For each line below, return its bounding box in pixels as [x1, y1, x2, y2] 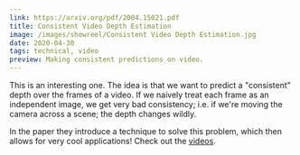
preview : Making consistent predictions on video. [9, 55, 204, 64]
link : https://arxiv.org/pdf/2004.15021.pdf [9, 13, 180, 23]
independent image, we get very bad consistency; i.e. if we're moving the [9, 99, 283, 109]
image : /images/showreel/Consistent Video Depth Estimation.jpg [9, 30, 257, 39]
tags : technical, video [9, 47, 99, 56]
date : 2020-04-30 [9, 38, 75, 48]
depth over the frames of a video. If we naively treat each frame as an [9, 89, 269, 100]
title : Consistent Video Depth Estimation [9, 22, 172, 31]
